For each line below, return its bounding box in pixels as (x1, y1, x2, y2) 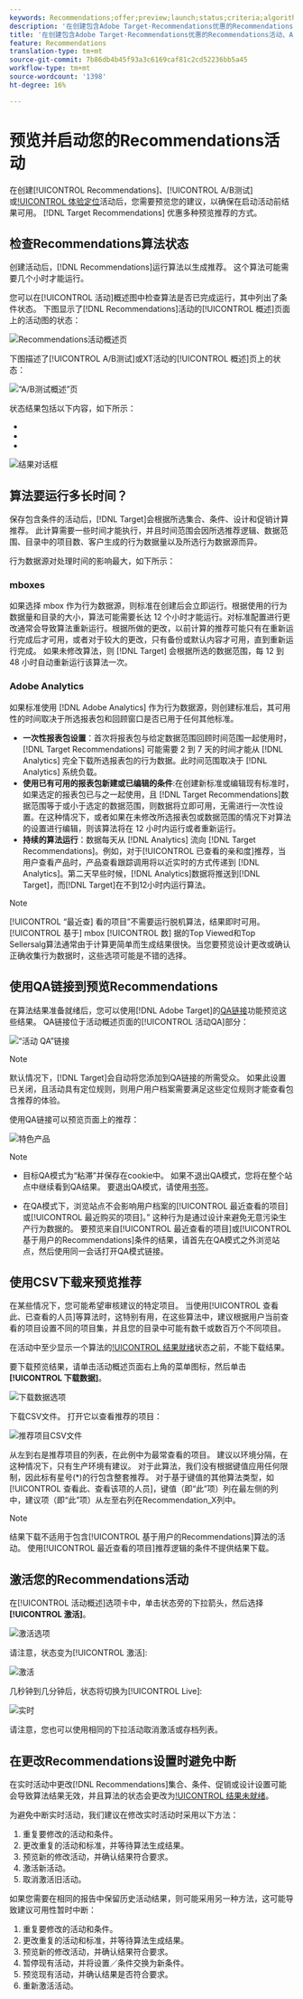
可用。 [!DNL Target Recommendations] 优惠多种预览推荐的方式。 (16, 207, 262, 218)
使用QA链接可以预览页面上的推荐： (9, 1113, 140, 1124)
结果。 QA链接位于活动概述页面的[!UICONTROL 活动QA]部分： (16, 1016, 250, 1027)
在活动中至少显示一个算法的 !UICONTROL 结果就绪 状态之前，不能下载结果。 (9, 1342, 290, 1353)
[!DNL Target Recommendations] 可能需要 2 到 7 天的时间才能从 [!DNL (22, 744, 284, 754)
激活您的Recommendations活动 (9, 1571, 189, 1587)
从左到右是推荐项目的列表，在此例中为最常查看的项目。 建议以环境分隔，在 (9, 1449, 289, 1461)
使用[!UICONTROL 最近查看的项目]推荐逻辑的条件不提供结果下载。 (26, 1543, 274, 1554)
